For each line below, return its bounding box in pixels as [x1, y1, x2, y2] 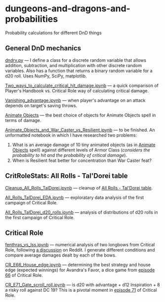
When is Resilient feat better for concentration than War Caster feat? [12, 157, 152, 163]
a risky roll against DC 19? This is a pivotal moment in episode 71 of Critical [5, 287, 157, 293]
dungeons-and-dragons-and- [5, 3, 131, 14]
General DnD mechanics [5, 44, 82, 52]
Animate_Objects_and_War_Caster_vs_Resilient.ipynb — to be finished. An [5, 127, 155, 133]
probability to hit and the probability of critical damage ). [12, 152, 127, 158]
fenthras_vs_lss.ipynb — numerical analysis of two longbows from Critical [5, 242, 155, 248]
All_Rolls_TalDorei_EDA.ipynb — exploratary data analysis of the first [5, 194, 144, 200]
